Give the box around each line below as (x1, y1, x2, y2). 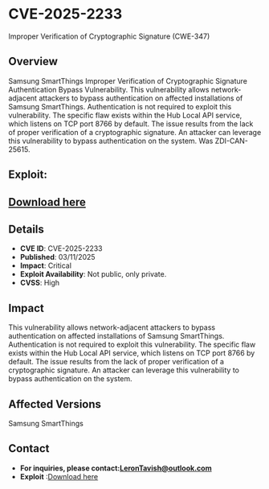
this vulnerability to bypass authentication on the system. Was (8, 136, 214, 146)
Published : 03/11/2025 (19, 253, 96, 262)
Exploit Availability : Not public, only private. (19, 269, 167, 279)
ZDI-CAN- (214, 136, 249, 146)
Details (8, 222, 44, 236)
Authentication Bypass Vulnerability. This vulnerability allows (8, 84, 210, 94)
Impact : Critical (19, 261, 72, 270)
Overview (8, 55, 59, 68)
